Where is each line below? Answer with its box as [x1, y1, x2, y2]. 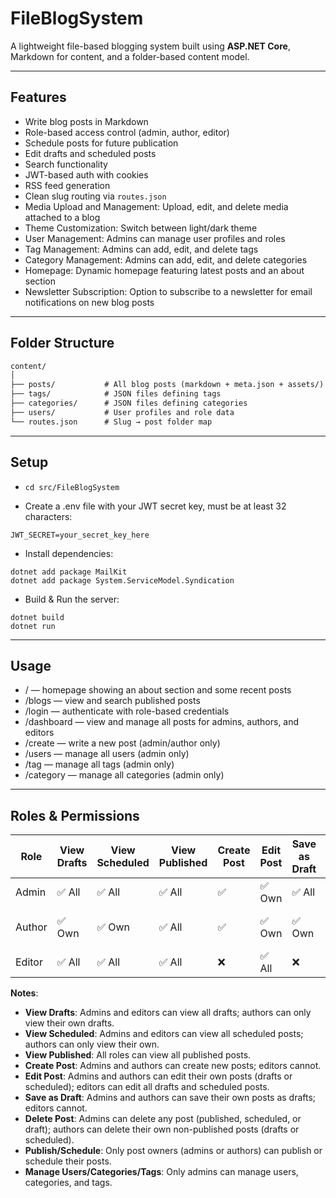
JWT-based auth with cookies [24, 168, 149, 181]
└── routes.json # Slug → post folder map [10, 417, 213, 427]
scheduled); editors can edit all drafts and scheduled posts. [24, 1081, 270, 1093]
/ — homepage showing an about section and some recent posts [24, 684, 292, 696]
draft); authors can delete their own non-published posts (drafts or [24, 1123, 300, 1136]
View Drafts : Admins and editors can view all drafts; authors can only [24, 1007, 312, 1019]
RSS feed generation [24, 179, 111, 191]
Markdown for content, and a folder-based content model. [10, 50, 250, 62]
